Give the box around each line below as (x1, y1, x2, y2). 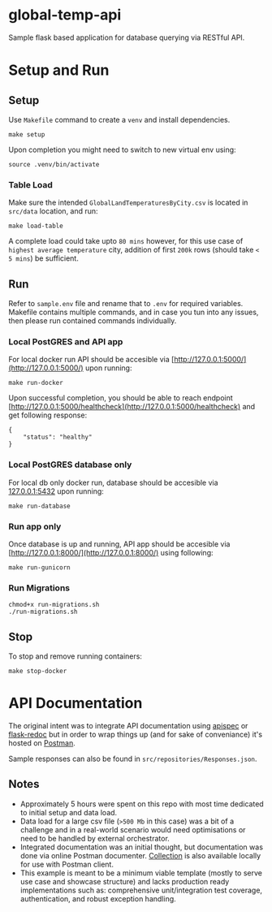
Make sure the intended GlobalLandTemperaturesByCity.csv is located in (8, 197, 248, 208)
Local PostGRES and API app (8, 335, 123, 347)
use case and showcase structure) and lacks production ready (19, 876, 230, 886)
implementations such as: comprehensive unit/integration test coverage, (19, 885, 262, 895)
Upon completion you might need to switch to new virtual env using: (8, 145, 237, 154)
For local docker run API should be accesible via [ (8, 355, 175, 365)
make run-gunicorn (8, 563, 71, 572)
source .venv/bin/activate (8, 160, 100, 168)
